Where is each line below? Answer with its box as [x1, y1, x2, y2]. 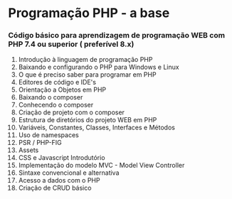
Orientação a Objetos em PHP [18, 85, 107, 94]
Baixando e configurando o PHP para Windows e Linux [18, 63, 180, 72]
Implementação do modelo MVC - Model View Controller [18, 161, 185, 170]
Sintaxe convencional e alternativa [18, 168, 120, 177]
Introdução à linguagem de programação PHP [18, 55, 153, 64]
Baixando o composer [18, 93, 83, 102]
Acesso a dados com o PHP [18, 176, 100, 185]
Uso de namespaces [18, 131, 79, 139]
